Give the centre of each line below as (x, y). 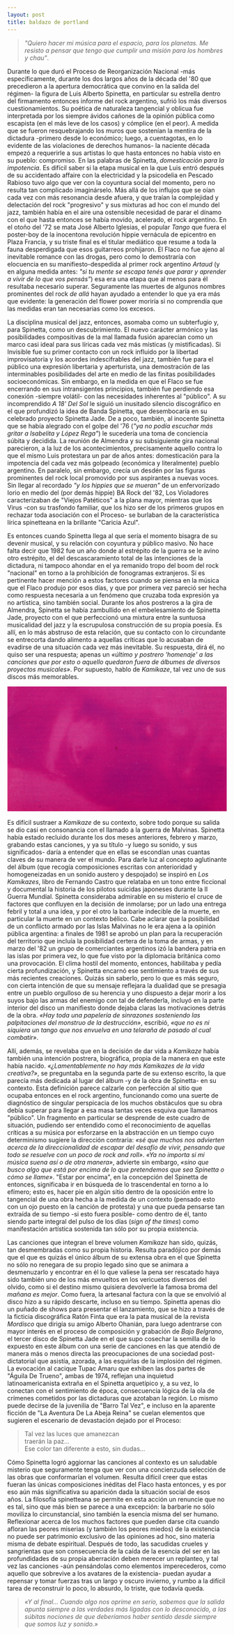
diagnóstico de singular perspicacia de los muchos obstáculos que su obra (115, 1103)
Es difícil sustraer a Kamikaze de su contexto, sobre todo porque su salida (114, 823)
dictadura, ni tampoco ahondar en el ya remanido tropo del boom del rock (113, 565)
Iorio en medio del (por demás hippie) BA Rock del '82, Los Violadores (108, 493)
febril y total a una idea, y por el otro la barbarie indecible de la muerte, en (114, 911)
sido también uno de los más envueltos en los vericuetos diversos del (107, 1280)
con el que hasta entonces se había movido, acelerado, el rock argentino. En (117, 219)
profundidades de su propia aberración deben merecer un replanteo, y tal (113, 1559)
